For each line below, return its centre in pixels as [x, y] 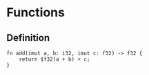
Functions [36, 13]
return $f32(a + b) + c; [54, 59]
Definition [28, 38]
